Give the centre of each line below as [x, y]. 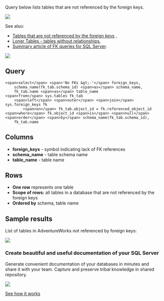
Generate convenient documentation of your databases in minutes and [77, 264]
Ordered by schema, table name [45, 203]
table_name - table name [38, 160]
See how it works [23, 294]
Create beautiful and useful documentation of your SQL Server [82, 253]
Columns [19, 137]
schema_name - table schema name [50, 154]
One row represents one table [43, 187]
